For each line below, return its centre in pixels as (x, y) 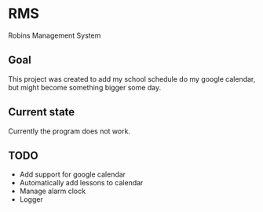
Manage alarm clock (53, 191)
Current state (42, 112)
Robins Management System (55, 35)
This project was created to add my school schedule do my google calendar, (132, 79)
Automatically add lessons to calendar (81, 183)
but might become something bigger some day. (85, 87)
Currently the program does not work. (69, 131)
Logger (31, 199)
